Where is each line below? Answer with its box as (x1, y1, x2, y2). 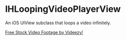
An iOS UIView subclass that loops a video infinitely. (5, 20, 111, 26)
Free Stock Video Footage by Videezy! (5, 29, 83, 35)
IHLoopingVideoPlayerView (5, 3, 121, 15)
